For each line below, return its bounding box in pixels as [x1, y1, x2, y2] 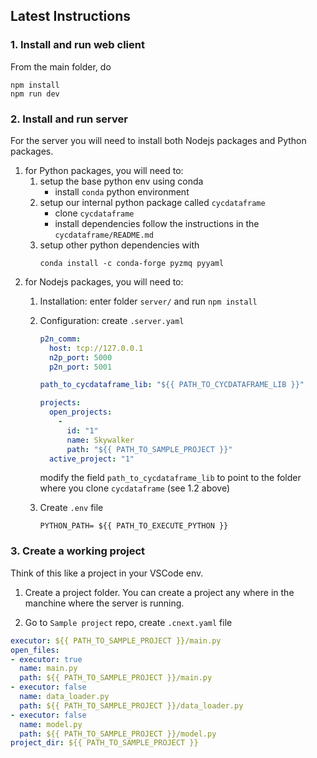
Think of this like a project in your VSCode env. [10, 567, 204, 579]
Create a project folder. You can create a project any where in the [24, 586, 295, 598]
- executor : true [10, 654, 83, 664]
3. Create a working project [10, 544, 145, 558]
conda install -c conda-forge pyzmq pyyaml [39, 258, 225, 268]
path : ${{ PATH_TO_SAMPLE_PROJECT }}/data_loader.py [19, 700, 244, 711]
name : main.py [19, 664, 78, 674]
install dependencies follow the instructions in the [54, 217, 260, 229]
